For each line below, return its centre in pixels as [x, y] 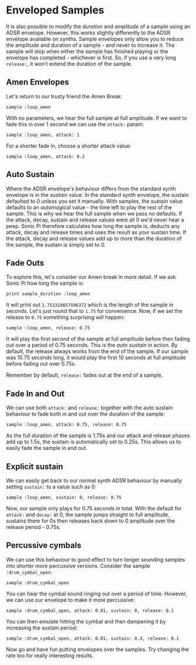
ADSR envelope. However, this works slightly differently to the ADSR [88, 32]
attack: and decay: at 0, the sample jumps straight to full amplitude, [88, 514]
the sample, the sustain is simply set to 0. [56, 244]
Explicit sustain [35, 466]
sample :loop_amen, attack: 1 [43, 135]
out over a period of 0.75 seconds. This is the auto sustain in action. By [92, 345]
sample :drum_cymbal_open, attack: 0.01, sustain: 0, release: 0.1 [90, 611]
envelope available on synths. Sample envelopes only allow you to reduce [95, 39]
